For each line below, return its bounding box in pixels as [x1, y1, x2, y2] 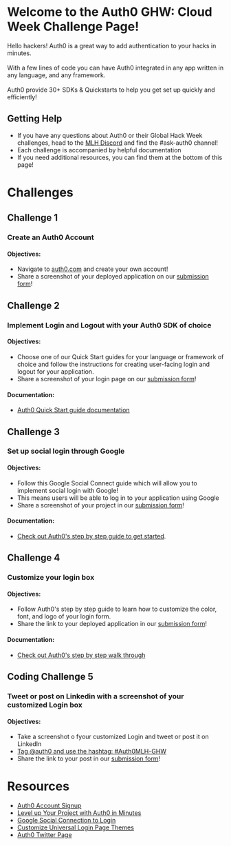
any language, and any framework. [7, 70, 106, 79]
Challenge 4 [7, 552, 60, 564]
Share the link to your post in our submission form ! [16, 754, 160, 763]
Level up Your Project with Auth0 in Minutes [16, 809, 142, 817]
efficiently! [7, 92, 38, 101]
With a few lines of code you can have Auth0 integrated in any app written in [7, 63, 224, 72]
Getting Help [7, 113, 63, 125]
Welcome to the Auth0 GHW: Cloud [7, 4, 212, 20]
